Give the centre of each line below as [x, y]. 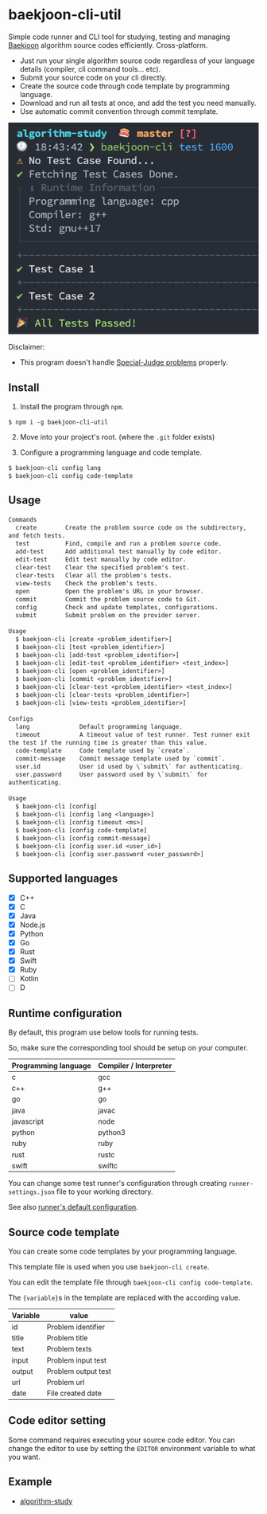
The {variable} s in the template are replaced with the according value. [124, 1298]
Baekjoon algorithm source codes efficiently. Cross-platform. [108, 45]
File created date [74, 1393]
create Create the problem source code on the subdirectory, [131, 527]
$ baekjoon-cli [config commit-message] [83, 838]
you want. [25, 1457]
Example [30, 1482]
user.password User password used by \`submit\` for [112, 774]
